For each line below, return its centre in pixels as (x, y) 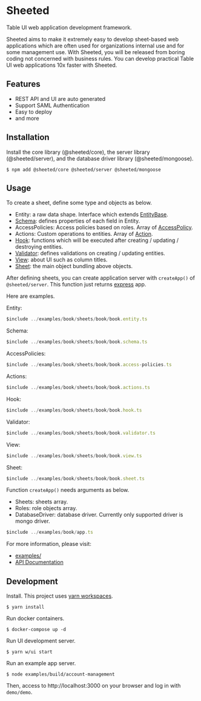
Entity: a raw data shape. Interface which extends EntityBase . (91, 215)
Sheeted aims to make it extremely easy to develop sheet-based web (93, 39)
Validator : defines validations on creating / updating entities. (90, 254)
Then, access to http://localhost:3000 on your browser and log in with (94, 686)
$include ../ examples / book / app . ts (50, 533)
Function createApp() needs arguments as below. (68, 490)
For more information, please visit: (49, 544)
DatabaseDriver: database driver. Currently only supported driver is (99, 515)
